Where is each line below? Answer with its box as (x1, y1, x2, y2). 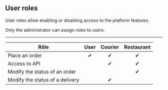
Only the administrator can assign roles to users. (5, 27, 105, 33)
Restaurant (123, 43, 151, 50)
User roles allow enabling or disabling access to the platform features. (5, 17, 149, 23)
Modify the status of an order (7, 68, 76, 75)
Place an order (7, 52, 42, 59)
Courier (100, 43, 119, 50)
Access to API (7, 60, 41, 67)
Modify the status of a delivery (7, 76, 79, 83)
